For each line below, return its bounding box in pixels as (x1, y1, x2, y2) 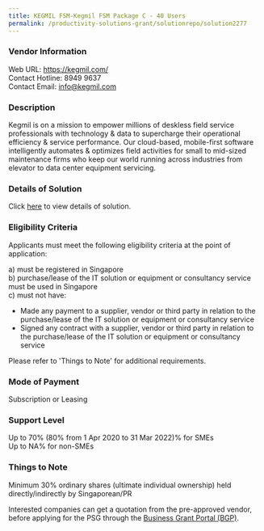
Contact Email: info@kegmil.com (8, 82, 117, 91)
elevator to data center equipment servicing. (8, 163, 156, 173)
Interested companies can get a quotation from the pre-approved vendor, (8, 504, 253, 514)
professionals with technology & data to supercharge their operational (8, 129, 241, 138)
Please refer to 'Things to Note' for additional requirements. (8, 356, 207, 365)
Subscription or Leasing (8, 394, 88, 404)
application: (8, 248, 48, 259)
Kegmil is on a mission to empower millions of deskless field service (8, 120, 235, 130)
